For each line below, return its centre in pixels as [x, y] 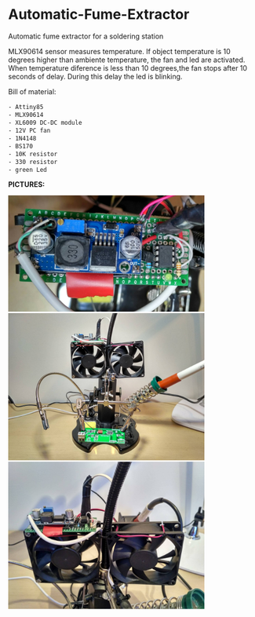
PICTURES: [27, 184]
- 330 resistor [33, 162]
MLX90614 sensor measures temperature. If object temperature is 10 [120, 51]
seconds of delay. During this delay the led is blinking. [95, 76]
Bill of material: [32, 91]
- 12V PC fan [29, 130]
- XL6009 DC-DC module [45, 122]
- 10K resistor [33, 154]
